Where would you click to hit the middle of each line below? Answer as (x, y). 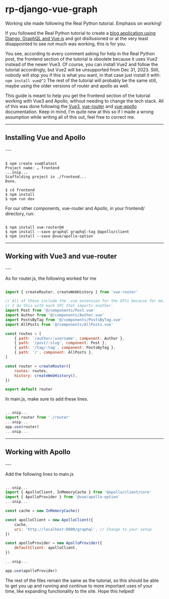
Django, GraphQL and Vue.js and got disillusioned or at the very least (77, 38)
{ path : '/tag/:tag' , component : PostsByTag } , (65, 348)
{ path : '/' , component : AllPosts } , (54, 353)
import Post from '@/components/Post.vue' (50, 311)
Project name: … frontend (32, 168)
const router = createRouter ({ (38, 366)
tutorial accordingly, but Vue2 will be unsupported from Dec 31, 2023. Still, (82, 70)
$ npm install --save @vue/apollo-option (49, 236)
